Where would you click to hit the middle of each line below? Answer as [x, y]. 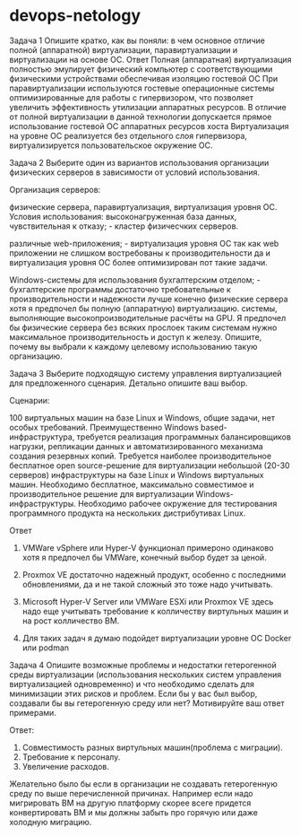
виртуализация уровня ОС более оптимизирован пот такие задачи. [139, 262]
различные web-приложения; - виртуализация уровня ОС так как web [144, 243]
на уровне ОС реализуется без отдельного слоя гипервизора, [129, 135]
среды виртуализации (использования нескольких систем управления [146, 675]
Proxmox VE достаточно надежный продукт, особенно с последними [154, 574]
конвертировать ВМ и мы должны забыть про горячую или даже [133, 812]
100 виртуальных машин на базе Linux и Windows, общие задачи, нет [142, 417]
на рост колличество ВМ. [71, 621]
